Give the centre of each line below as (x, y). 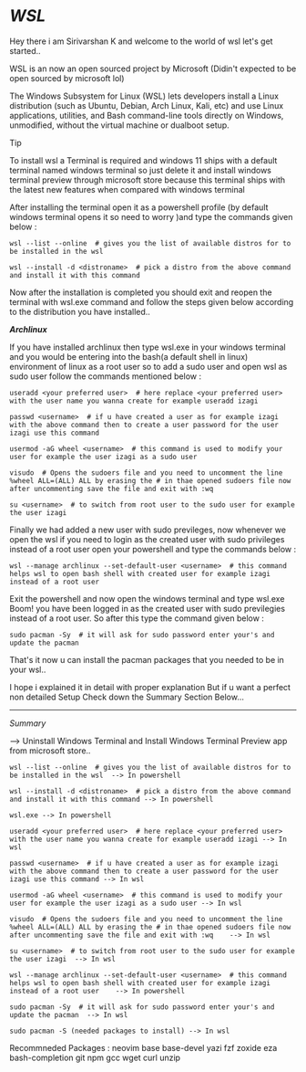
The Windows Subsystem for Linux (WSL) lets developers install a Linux (144, 96)
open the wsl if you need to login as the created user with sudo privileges (147, 539)
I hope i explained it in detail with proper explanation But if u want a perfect (150, 687)
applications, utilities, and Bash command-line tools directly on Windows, (147, 115)
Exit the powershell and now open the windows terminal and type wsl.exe (147, 598)
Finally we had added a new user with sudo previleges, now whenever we (148, 530)
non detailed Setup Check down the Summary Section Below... (127, 697)
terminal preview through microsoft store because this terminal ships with (148, 180)
